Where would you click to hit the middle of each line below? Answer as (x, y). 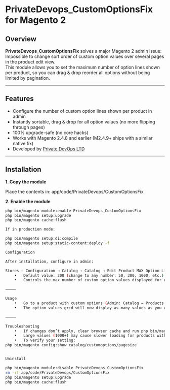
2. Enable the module (28, 201)
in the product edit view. (30, 62)
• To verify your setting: (45, 340)
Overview (21, 39)
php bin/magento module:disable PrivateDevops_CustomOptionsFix (74, 368)
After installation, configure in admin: (50, 262)
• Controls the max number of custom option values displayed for (88, 280)
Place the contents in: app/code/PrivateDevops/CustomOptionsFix (75, 191)
